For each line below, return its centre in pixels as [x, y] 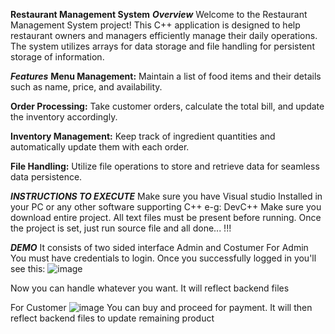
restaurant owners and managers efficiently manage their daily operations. [164, 35]
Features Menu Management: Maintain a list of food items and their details [166, 76]
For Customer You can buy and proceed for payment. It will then [161, 307]
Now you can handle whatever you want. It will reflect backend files [150, 288]
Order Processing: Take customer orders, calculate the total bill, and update [167, 106]
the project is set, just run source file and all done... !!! [121, 228]
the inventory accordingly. [64, 117]
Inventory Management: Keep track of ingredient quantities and [143, 136]
